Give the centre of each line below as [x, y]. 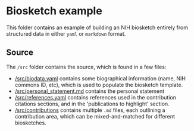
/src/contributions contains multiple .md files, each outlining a [90, 110]
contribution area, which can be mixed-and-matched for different [95, 116]
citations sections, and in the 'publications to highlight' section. [92, 104]
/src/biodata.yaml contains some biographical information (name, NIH [100, 78]
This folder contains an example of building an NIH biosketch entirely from [97, 27]
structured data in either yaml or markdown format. [66, 33]
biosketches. [30, 123]
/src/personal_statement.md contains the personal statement [90, 91]
